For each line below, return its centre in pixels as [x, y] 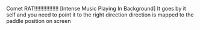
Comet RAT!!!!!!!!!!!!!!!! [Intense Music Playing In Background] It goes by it [96, 9]
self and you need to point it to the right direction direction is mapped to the [100, 15]
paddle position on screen [39, 21]
